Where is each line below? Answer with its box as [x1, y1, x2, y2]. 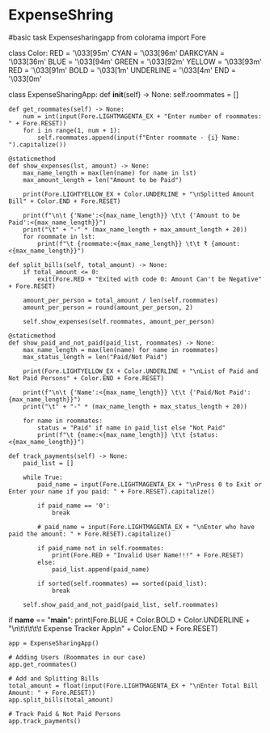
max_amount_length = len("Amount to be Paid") [23, 176, 183, 184]
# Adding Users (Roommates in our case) [8, 653, 147, 661]
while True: [23, 473, 63, 481]
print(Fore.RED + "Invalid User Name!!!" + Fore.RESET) [51, 551, 244, 559]
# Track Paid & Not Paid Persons [8, 710, 121, 718]
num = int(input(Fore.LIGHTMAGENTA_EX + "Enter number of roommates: [23, 112, 263, 121]
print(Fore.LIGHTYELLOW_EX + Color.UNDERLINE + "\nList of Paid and [23, 366, 259, 375]
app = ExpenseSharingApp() [8, 639, 99, 647]
